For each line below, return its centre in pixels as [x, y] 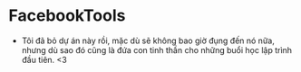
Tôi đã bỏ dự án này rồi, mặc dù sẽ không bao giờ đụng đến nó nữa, [148, 40]
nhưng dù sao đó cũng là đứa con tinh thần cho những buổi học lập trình [156, 49]
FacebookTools [67, 16]
